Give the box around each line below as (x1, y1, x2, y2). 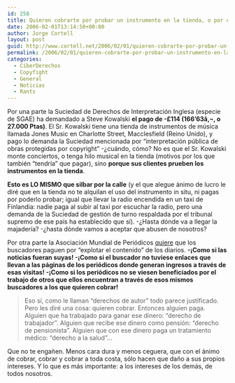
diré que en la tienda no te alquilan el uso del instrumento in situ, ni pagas (7, 188, 219, 196)
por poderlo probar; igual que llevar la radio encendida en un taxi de (7, 195, 204, 203)
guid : (7, 43, 23, 50)
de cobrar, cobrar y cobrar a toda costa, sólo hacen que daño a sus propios (7, 354, 225, 363)
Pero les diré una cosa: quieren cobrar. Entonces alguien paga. (24, 304, 206, 312)
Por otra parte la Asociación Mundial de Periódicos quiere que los (7, 238, 197, 247)
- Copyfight (13, 68, 49, 75)
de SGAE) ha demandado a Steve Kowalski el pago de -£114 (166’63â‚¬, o (7, 115, 221, 123)
